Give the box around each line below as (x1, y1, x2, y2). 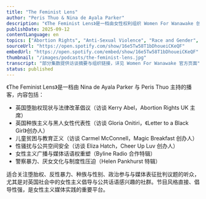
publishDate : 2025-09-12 (6, 26, 70, 32)
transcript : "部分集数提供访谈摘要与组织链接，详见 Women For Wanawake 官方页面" (6, 60, 200, 66)
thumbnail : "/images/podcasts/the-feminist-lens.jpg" (6, 54, 147, 61)
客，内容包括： (6, 91, 44, 99)
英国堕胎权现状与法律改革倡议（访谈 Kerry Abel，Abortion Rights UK (15, 104, 189, 111)
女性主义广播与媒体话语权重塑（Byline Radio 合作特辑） (15, 150, 156, 157)
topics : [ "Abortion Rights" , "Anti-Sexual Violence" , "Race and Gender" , (6, 37, 199, 43)
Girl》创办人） (15, 127, 48, 135)
